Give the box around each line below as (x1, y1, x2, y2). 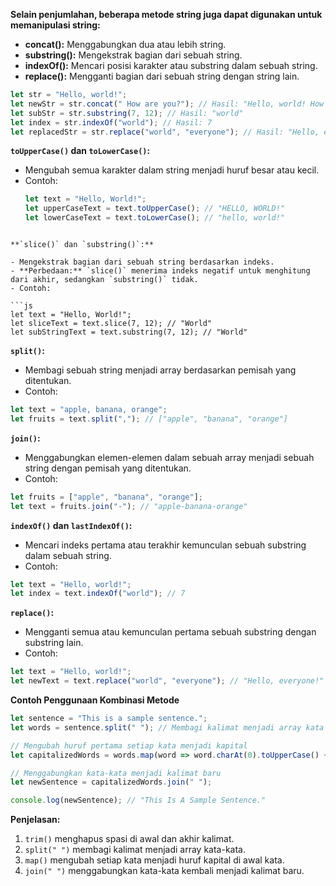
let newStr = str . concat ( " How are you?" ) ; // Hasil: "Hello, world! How (10, 99, 325, 109)
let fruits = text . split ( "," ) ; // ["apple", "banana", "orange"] (10, 414, 288, 424)
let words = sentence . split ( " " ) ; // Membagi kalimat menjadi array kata (10, 722, 325, 733)
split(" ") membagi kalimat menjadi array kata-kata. (24, 844, 246, 856)
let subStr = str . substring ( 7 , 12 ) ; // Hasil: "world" (10, 108, 244, 118)
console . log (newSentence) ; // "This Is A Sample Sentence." (10, 795, 267, 806)
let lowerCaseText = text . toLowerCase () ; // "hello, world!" (24, 213, 286, 223)
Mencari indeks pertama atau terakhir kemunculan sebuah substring (24, 539, 307, 551)
